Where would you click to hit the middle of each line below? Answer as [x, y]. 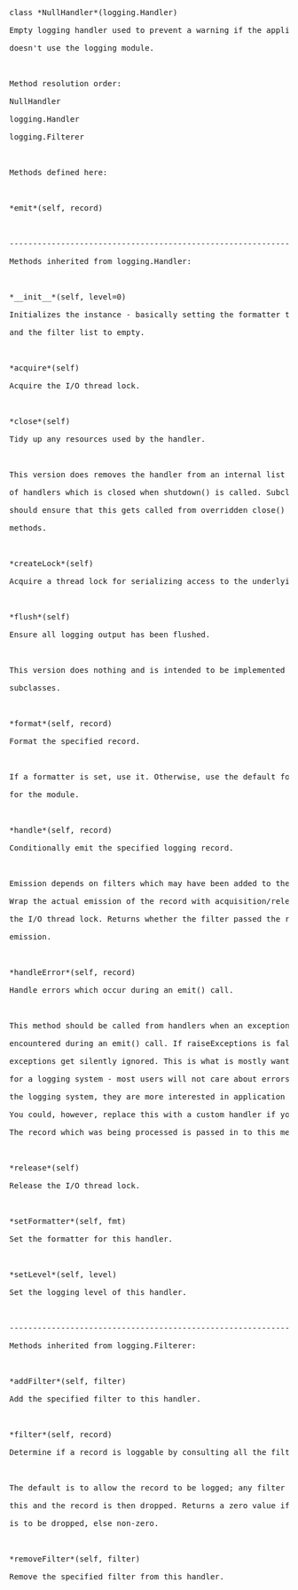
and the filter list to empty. [77, 332]
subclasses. [35, 688]
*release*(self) [44, 1168]
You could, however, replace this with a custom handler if [143, 1115]
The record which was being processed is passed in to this [143, 1132]
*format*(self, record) [61, 723]
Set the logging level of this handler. [98, 1292]
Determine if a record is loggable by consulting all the [138, 1452]
